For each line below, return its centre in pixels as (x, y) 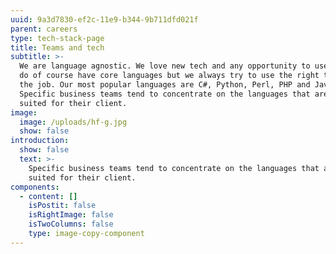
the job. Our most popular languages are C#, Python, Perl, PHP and (165, 85)
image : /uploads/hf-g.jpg (73, 122)
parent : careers (44, 29)
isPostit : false (62, 206)
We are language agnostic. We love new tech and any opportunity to (165, 66)
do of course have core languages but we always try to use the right (169, 76)
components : (35, 187)
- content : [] (48, 196)
